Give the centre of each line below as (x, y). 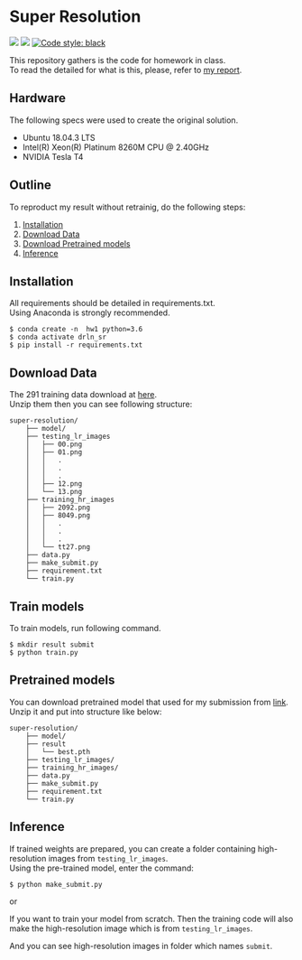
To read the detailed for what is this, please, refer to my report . (126, 70)
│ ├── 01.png (54, 452)
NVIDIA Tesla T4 (53, 156)
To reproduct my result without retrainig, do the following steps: (128, 207)
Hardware (37, 98)
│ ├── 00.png (54, 444)
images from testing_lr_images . (108, 858)
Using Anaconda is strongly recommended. (90, 312)
